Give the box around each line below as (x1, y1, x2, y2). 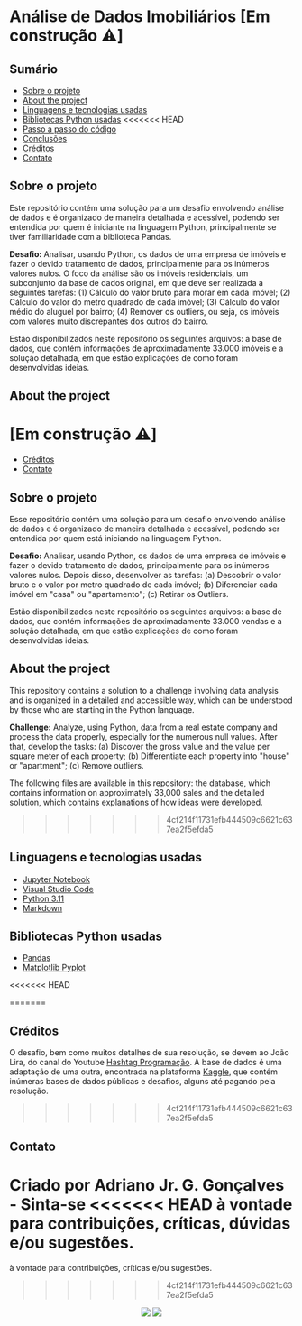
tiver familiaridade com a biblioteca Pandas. (9, 231, 172, 242)
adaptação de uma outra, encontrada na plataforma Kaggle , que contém (9, 1066, 278, 1077)
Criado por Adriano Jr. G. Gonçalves (9, 1174, 285, 1195)
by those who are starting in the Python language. (9, 704, 196, 714)
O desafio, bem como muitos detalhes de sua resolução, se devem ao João (9, 1047, 290, 1058)
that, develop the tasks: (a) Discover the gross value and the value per (9, 741, 270, 751)
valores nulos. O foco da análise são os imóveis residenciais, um (9, 268, 249, 279)
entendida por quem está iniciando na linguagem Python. (9, 532, 222, 543)
